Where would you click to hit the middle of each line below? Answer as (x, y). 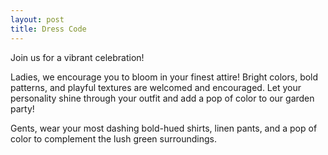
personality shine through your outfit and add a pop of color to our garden (162, 98)
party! (22, 108)
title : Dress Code (48, 29)
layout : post (37, 19)
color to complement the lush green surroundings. (113, 138)
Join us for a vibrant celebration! (77, 57)
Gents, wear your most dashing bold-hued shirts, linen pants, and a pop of (164, 128)
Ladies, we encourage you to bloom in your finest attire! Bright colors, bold (164, 77)
